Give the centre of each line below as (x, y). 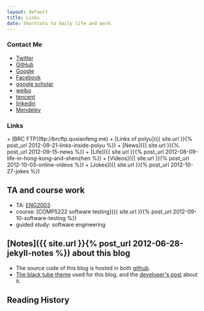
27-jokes (18, 171)
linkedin (26, 103)
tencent (25, 97)
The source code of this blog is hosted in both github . (83, 268)
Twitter (25, 58)
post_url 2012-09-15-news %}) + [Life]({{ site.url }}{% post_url (85, 152)
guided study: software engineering (61, 224)
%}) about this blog (93, 253)
